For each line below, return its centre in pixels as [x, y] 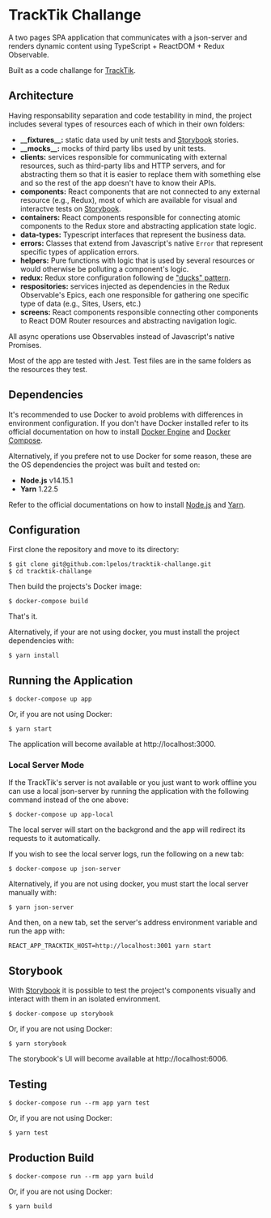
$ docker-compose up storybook [61, 1014]
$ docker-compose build [49, 602]
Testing [28, 1084]
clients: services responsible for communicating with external [123, 157]
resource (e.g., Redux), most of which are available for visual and [129, 199]
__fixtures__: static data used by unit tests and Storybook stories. [129, 139]
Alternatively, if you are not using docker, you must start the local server [129, 884]
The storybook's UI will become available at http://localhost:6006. [118, 1059]
